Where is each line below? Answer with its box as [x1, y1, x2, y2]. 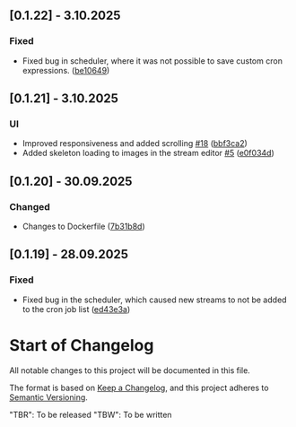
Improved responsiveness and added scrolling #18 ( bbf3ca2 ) [22, 138, 248, 149]
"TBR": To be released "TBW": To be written [9, 409, 172, 420]
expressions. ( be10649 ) [22, 65, 110, 75]
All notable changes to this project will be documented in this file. [9, 364, 251, 376]
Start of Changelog [9, 335, 154, 355]
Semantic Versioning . [9, 391, 88, 403]
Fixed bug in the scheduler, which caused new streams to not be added [22, 294, 287, 305]
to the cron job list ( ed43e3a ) [22, 303, 131, 314]
